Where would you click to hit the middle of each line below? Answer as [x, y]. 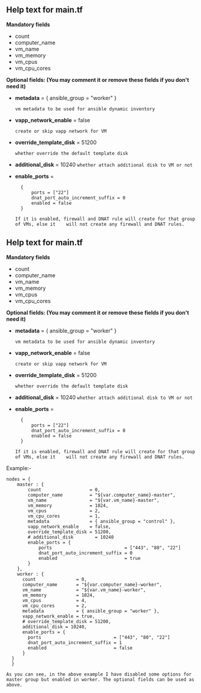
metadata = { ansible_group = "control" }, [102, 521]
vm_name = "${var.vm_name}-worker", [84, 590]
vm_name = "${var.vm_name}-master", [94, 500]
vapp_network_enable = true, [58, 616]
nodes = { [19, 479]
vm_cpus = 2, [64, 511]
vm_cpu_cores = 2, [54, 606]
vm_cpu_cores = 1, [64, 516]
